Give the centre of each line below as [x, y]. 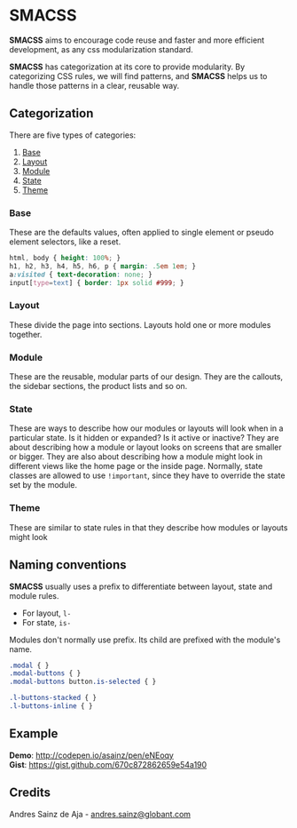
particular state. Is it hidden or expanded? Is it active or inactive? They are [144, 438]
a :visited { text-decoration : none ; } [81, 275]
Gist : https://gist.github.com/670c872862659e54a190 [108, 764]
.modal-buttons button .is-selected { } [83, 682]
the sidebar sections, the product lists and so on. [98, 386]
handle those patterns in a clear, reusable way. [94, 85]
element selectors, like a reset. [65, 242]
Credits [30, 793]
